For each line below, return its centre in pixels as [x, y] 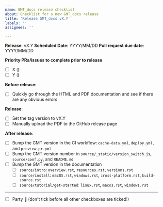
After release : [19, 133]
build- [148, 175]
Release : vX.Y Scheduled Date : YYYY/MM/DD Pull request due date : [74, 46]
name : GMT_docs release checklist [40, 9]
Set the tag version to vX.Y [39, 118]
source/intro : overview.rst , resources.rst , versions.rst [76, 170]
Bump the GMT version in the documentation [57, 164]
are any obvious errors [35, 99]
